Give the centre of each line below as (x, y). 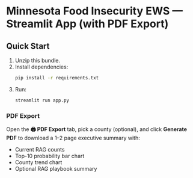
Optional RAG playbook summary (56, 169)
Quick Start (28, 46)
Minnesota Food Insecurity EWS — (95, 11)
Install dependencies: (41, 67)
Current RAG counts (40, 150)
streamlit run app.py (42, 100)
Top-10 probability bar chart (50, 156)
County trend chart (38, 162)
